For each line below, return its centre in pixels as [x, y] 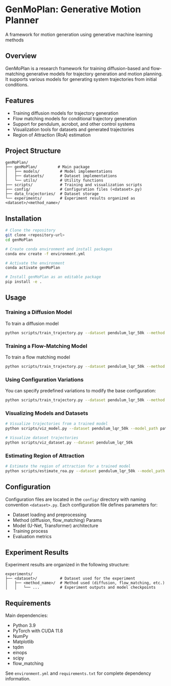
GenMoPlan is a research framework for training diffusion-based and [78, 68]
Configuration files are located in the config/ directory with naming [76, 499]
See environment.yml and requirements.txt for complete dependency [78, 673]
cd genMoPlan [19, 240]
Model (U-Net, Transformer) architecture [55, 525]
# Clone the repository [31, 230]
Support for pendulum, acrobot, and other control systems [74, 124]
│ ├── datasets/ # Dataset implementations [61, 176]
